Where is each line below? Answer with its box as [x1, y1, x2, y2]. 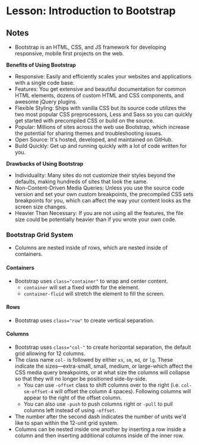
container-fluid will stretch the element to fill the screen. [23, 290, 165, 297]
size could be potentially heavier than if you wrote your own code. [14, 216, 177, 223]
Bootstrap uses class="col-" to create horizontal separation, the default [14, 343, 191, 351]
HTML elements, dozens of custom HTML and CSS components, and [14, 92, 184, 99]
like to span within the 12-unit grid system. [14, 419, 119, 426]
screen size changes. [14, 203, 67, 210]
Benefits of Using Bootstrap [6, 61, 76, 68]
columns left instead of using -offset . [23, 406, 116, 414]
